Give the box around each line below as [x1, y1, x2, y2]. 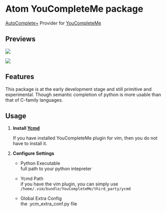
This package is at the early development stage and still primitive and [5, 86, 152, 92]
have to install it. [12, 140, 48, 147]
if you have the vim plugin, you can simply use [20, 181, 118, 187]
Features [5, 73, 34, 81]
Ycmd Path [20, 176, 44, 182]
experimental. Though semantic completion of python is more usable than [5, 91, 161, 98]
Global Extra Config [20, 195, 62, 202]
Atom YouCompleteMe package [5, 3, 143, 15]
